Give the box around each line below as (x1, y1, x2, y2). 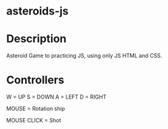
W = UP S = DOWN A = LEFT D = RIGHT (6, 93, 107, 101)
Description (6, 32, 67, 46)
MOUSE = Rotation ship (6, 105, 66, 113)
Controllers (6, 73, 65, 87)
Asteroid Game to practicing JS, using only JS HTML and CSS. (6, 52, 163, 59)
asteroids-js (6, 4, 69, 18)
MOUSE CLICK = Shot (6, 117, 62, 124)
